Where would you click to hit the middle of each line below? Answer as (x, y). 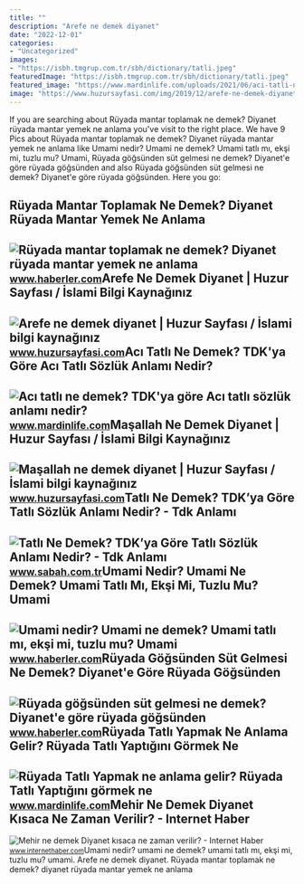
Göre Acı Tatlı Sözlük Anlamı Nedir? (111, 366)
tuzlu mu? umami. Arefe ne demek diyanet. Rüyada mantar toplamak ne (142, 860)
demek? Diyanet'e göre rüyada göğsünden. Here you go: (115, 176)
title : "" (28, 18)
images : (24, 60)
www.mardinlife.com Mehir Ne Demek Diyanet (132, 805)
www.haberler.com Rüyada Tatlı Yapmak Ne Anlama (149, 732)
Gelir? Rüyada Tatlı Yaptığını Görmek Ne (124, 746)
